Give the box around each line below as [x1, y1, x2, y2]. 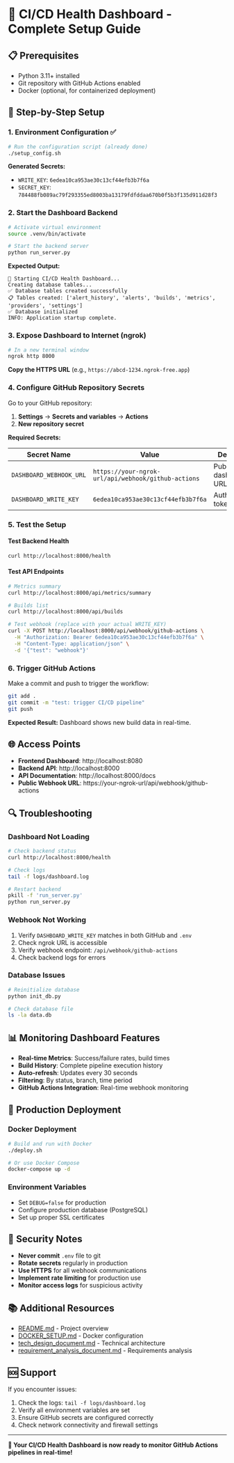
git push [8, 705, 33, 712]
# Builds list [8, 602, 49, 609]
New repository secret [17, 419, 85, 428]
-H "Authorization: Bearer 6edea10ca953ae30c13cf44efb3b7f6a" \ [14, 634, 204, 641]
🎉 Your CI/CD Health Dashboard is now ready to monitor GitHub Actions [8, 1441, 218, 1449]
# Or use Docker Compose [8, 1159, 80, 1166]
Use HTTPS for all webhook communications [17, 1267, 147, 1275]
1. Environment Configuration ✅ [8, 127, 117, 137]
